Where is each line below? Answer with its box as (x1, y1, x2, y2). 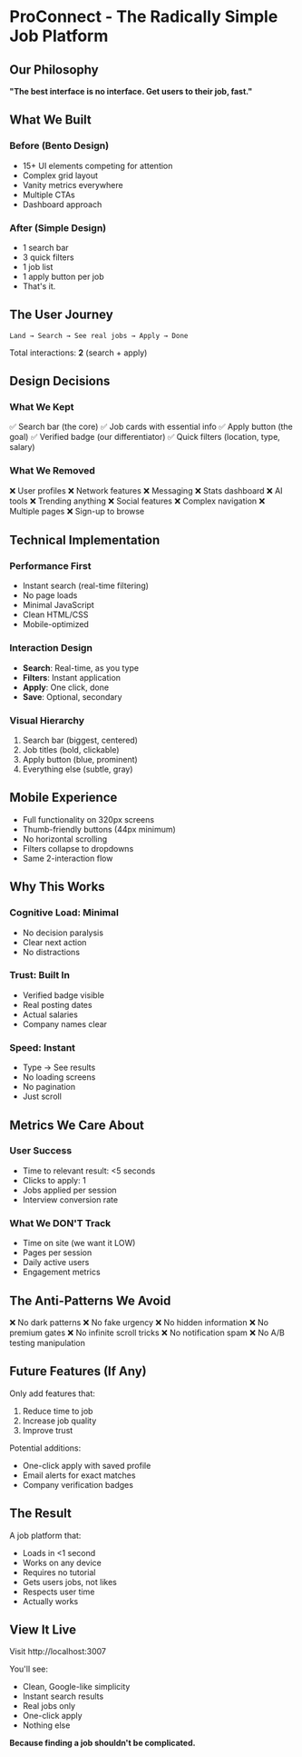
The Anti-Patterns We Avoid (9, 1293, 171, 1308)
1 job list (22, 261, 54, 272)
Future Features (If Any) (9, 1363, 147, 1379)
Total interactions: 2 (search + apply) (9, 347, 148, 358)
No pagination (22, 1082, 75, 1093)
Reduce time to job (22, 1405, 93, 1416)
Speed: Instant (9, 1041, 75, 1053)
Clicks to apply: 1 (22, 1174, 86, 1185)
